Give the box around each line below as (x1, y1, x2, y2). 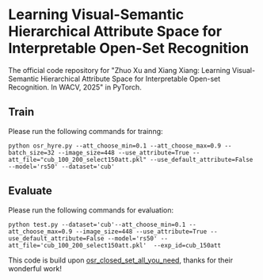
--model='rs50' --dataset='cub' (8, 163, 115, 171)
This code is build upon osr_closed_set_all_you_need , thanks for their (8, 255, 234, 265)
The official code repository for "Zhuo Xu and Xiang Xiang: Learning (8, 65, 231, 75)
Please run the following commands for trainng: (8, 126, 164, 136)
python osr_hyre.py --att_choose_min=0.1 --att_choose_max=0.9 (8, 141, 222, 150)
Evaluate (8, 184, 53, 198)
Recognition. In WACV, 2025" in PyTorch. (8, 82, 143, 92)
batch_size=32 (8, 148, 55, 156)
